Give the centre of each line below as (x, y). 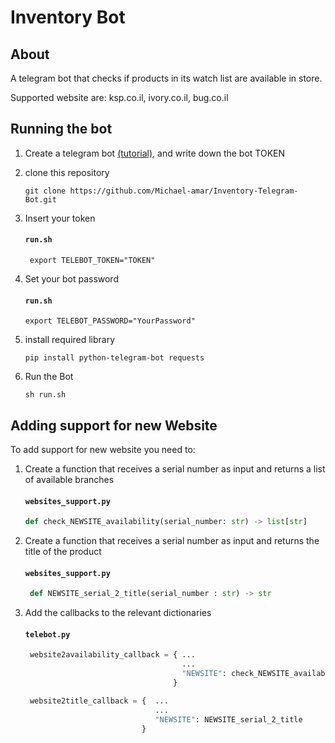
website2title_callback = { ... (99, 701)
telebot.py (47, 634)
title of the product (63, 552)
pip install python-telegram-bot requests (114, 358)
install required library (70, 340)
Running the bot (61, 129)
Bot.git (40, 199)
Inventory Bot (68, 17)
